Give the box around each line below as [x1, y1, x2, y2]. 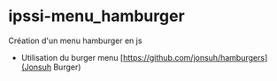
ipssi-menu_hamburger [8, 6, 185, 26]
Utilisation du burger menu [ [20, 52, 124, 63]
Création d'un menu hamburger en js [8, 35, 142, 46]
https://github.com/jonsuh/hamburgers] [122, 52, 268, 63]
